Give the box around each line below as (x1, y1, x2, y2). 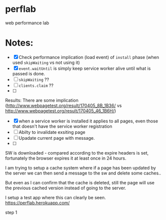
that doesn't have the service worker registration (12, 123, 113, 129)
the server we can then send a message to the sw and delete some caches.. (5, 170, 162, 176)
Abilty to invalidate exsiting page (18, 129, 85, 135)
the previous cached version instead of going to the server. (5, 185, 126, 191)
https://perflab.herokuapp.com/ (5, 200, 70, 206)
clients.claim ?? (18, 82, 54, 88)
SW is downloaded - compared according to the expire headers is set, (5, 150, 149, 156)
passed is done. (12, 70, 45, 76)
